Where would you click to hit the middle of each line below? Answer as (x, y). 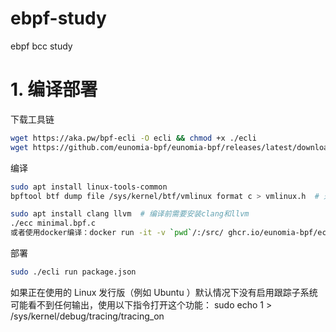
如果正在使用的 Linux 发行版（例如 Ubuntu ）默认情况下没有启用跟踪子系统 (164, 292)
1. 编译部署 (54, 89)
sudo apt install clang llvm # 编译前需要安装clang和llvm (130, 214)
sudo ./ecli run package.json (73, 272)
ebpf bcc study (41, 46)
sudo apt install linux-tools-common (89, 187)
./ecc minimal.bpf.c (53, 223)
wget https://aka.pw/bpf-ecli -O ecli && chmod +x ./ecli (133, 138)
